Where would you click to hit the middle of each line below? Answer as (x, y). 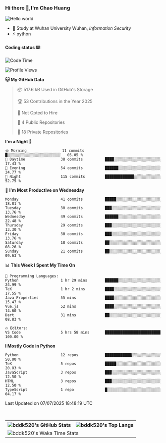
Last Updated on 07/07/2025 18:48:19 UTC (49, 403)
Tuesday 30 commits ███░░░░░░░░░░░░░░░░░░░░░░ (83, 208)
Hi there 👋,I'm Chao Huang (38, 8)
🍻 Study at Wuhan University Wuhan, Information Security (72, 28)
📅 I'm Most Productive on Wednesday (45, 190)
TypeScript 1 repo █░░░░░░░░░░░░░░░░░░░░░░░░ (83, 389)
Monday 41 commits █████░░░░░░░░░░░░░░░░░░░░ (83, 199)
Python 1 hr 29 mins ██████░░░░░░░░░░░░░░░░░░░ (83, 280)
